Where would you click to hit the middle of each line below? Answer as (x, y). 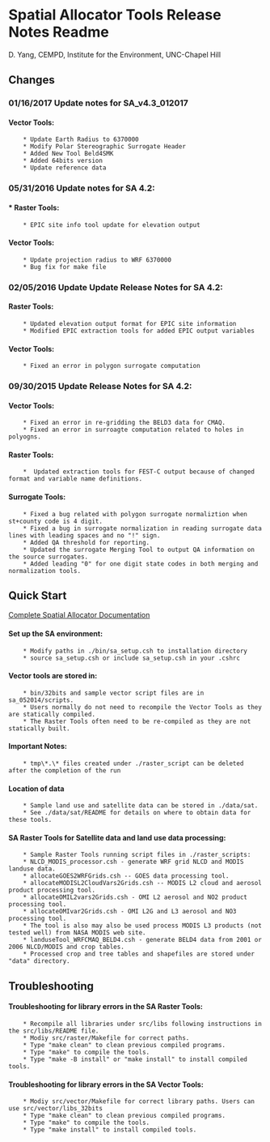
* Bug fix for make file (65, 267)
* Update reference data (65, 168)
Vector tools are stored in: (53, 676)
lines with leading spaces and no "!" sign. (84, 535)
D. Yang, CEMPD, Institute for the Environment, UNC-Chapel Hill (114, 54)
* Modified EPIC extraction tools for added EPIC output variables (139, 331)
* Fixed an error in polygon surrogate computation (112, 366)
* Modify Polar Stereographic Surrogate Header (104, 147)
